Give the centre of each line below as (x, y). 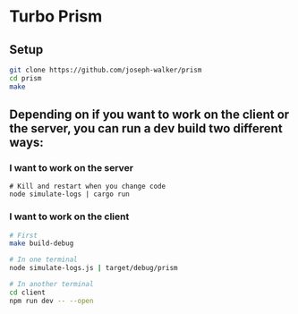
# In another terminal (51, 284)
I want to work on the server (72, 167)
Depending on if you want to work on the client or (149, 115)
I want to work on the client (69, 216)
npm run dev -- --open (51, 301)
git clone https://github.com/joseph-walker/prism (106, 70)
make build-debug (42, 243)
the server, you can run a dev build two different (146, 128)
